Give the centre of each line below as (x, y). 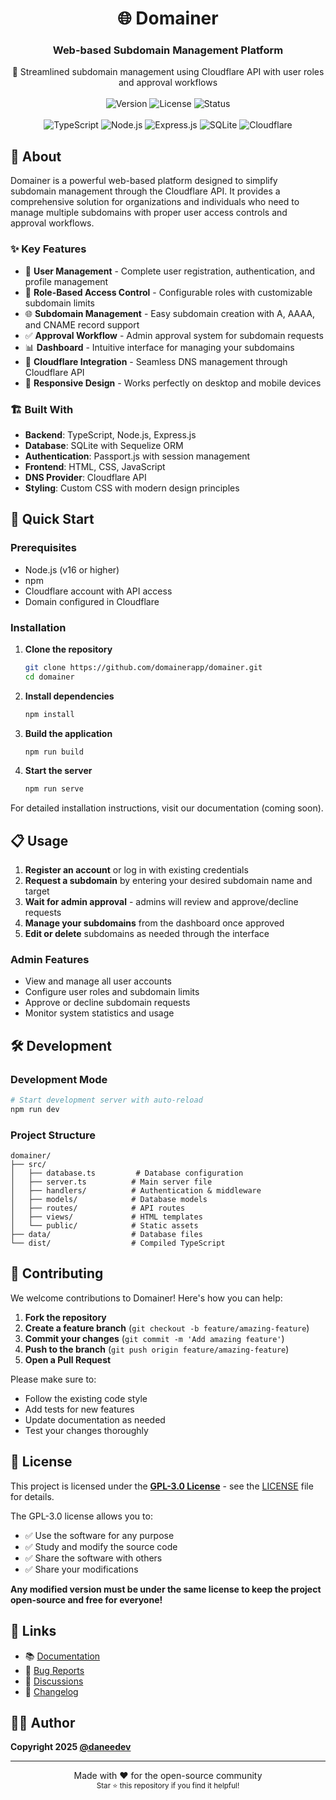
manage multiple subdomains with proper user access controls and (149, 213)
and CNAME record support (82, 324)
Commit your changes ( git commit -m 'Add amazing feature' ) (154, 1338)
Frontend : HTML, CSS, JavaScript (95, 466)
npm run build (54, 752)
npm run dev (35, 1109)
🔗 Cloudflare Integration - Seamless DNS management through (156, 361)
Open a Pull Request (68, 1359)
